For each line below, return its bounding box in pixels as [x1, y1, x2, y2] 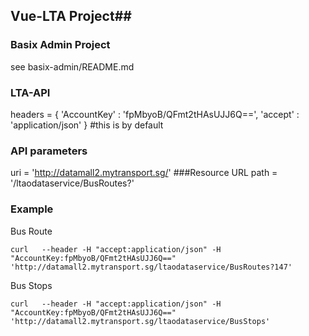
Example [10, 202, 54, 216]
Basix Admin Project [10, 38, 111, 52]
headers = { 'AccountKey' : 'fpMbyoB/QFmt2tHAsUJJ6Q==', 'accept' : [10, 108, 300, 120]
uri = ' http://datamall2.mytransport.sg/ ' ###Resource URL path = [10, 167, 278, 179]
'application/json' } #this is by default [10, 119, 164, 131]
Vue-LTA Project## [10, 8, 132, 25]
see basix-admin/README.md [10, 60, 135, 73]
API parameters [10, 144, 88, 158]
